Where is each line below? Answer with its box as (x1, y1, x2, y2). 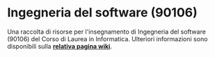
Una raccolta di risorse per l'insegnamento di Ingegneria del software (7, 27, 207, 36)
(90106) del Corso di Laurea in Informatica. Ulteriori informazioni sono (7, 34, 208, 43)
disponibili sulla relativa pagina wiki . (7, 42, 113, 50)
